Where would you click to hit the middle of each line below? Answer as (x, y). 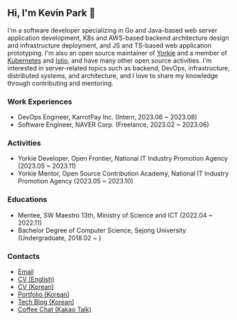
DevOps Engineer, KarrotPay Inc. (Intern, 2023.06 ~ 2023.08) (107, 117)
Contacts (24, 256)
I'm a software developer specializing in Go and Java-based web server (112, 30)
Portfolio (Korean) (43, 294)
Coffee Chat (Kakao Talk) (55, 309)
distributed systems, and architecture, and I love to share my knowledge (113, 75)
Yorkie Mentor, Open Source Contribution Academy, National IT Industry (123, 174)
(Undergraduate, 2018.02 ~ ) (59, 238)
